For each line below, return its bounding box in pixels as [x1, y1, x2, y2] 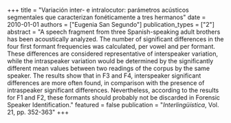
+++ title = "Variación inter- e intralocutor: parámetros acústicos [7, 6, 189, 14]
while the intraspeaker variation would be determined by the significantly [7, 57, 214, 65]
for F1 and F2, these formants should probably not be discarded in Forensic [7, 93, 221, 102]
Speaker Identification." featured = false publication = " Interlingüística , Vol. [7, 101, 219, 109]
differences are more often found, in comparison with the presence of [7, 79, 205, 87]
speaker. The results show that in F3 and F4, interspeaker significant [7, 71, 201, 80]
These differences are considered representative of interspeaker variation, [7, 49, 219, 58]
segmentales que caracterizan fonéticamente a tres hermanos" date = [7, 13, 206, 21]
